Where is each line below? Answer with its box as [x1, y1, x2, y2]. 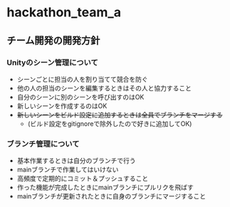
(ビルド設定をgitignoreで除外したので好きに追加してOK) [27, 119, 192, 128]
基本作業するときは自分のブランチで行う [16, 156, 136, 165]
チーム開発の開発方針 [6, 34, 100, 46]
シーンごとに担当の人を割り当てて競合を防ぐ [16, 75, 149, 83]
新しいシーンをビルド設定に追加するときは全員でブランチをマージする [16, 110, 223, 119]
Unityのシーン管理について [6, 58, 99, 68]
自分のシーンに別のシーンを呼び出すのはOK [16, 92, 145, 101]
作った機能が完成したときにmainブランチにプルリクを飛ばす [16, 183, 194, 192]
